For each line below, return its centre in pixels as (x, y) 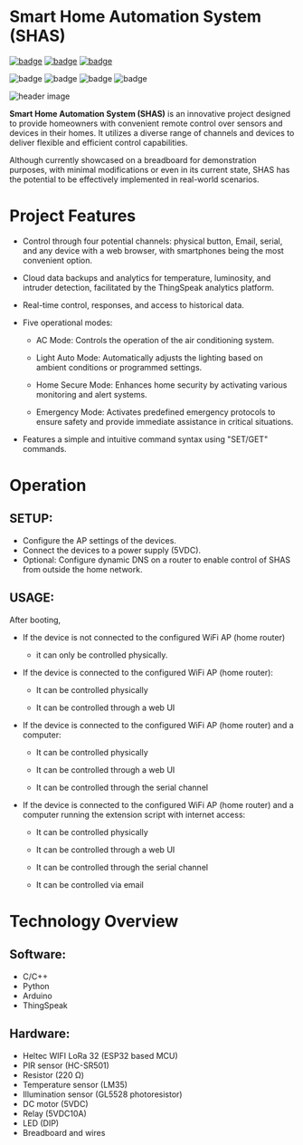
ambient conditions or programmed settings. (119, 367)
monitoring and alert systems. (91, 394)
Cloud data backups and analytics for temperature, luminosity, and (147, 277)
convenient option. (57, 260)
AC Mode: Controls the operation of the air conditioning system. (155, 340)
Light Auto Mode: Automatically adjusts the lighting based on (150, 357)
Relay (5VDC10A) (55, 1113)
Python (36, 986)
